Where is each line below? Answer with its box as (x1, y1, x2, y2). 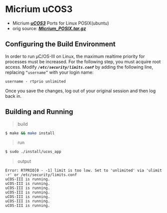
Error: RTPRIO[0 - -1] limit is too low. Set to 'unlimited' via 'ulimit (5, 168, 162, 173)
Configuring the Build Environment (5, 40, 116, 49)
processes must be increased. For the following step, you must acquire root (5, 59, 161, 65)
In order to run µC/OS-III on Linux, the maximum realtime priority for (5, 53, 145, 59)
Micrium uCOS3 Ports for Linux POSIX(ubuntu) (12, 20, 109, 26)
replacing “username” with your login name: (5, 69, 94, 75)
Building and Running (5, 108, 73, 116)
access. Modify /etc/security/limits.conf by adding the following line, (5, 64, 153, 70)
